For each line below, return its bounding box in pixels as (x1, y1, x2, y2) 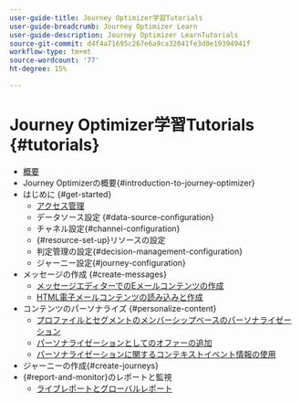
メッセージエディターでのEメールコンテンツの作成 (36, 280, 224, 291)
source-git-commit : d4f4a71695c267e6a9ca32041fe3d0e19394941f (9, 38, 251, 48)
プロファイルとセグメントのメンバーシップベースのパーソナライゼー (36, 314, 292, 325)
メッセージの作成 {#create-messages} (22, 269, 167, 280)
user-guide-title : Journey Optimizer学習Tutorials (9, 13, 203, 23)
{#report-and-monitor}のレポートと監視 (22, 371, 172, 382)
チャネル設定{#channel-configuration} (36, 223, 181, 234)
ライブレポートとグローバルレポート (36, 383, 173, 394)
